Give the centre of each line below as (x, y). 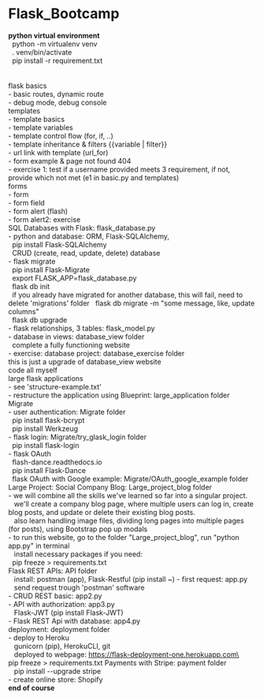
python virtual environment (54, 35)
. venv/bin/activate (42, 52)
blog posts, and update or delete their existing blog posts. (102, 512)
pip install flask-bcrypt (48, 420)
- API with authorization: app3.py (62, 604)
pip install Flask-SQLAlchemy (59, 244)
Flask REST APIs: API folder (53, 571)
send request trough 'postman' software (79, 587)
